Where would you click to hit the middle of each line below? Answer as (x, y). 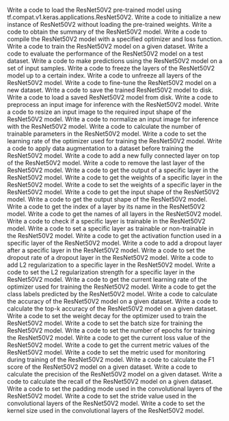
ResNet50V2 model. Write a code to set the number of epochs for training (111, 330)
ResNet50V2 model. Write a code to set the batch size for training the (105, 323)
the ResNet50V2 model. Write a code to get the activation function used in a (114, 236)
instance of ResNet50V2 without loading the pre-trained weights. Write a (109, 24)
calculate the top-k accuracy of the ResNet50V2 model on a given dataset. (112, 309)
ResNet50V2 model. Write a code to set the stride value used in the (102, 396)
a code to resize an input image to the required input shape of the (99, 112)
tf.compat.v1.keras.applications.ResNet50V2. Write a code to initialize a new (114, 17)
